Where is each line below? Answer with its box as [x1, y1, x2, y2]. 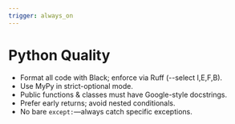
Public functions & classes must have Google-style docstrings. [19, 90, 228, 99]
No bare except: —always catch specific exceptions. [19, 106, 192, 116]
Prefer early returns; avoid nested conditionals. [19, 98, 176, 108]
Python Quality [8, 46, 111, 64]
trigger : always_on [8, 11, 74, 20]
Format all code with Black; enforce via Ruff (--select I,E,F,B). [19, 73, 223, 82]
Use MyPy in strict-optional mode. [19, 81, 134, 90]
